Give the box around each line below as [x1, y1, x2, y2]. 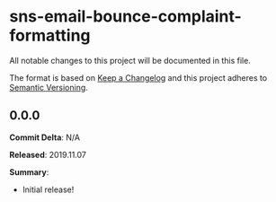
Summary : [9, 166, 49, 177]
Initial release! [22, 184, 75, 195]
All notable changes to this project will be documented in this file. [9, 55, 252, 66]
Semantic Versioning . [9, 82, 88, 92]
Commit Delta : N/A [9, 132, 81, 143]
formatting [9, 25, 92, 46]
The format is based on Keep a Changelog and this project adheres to [9, 72, 268, 83]
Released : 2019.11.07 [9, 149, 87, 160]
